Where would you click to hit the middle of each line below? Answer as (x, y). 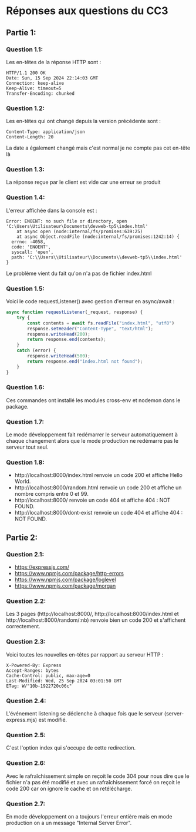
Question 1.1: (24, 49)
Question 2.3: (26, 642)
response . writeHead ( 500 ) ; (59, 356)
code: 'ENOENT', (31, 247)
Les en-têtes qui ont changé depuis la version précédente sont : (84, 121)
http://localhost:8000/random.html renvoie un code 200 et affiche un (98, 488)
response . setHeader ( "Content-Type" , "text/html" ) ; (90, 329)
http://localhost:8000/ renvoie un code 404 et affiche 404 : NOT (92, 500)
